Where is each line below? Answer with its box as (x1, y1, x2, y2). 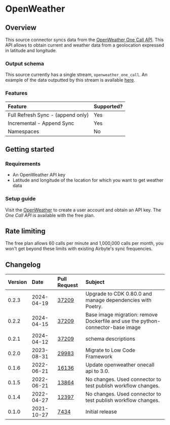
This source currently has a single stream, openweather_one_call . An (5, 72, 148, 78)
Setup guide (5, 195, 36, 202)
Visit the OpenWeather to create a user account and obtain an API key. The (5, 206, 161, 213)
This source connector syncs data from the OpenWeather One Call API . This (5, 37, 164, 43)
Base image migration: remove (85, 311, 158, 318)
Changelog (5, 260, 41, 269)
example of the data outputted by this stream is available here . (5, 77, 136, 83)
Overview (5, 23, 37, 32)
